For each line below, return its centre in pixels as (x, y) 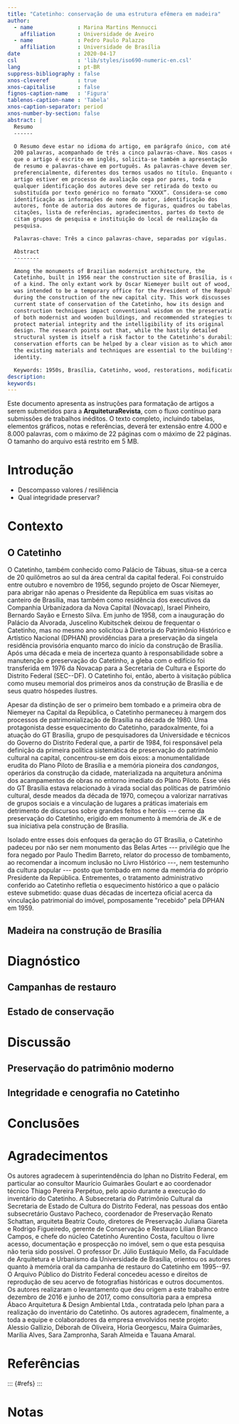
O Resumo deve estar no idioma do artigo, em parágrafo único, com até (122, 146)
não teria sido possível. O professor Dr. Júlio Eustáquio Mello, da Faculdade (118, 1251)
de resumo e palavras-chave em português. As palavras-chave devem (116, 166)
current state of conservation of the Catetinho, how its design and (119, 304)
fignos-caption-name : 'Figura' (59, 93)
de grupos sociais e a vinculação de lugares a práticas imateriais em (108, 804)
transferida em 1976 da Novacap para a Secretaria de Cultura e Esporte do (117, 668)
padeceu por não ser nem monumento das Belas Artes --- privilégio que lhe (118, 847)
